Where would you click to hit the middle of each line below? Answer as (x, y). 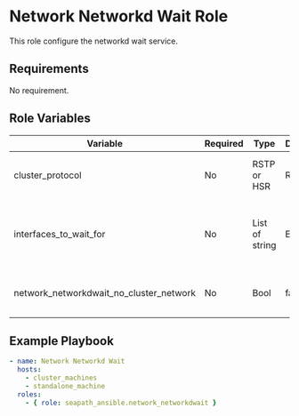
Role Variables (50, 119)
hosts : (29, 370)
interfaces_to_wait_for (60, 234)
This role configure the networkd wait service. (94, 41)
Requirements (49, 69)
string (264, 244)
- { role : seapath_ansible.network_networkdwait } (121, 403)
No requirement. (39, 90)
